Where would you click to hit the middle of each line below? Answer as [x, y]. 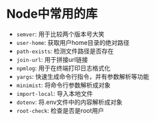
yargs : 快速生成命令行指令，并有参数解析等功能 [83, 76]
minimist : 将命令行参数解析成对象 [63, 85]
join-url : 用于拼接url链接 [52, 59]
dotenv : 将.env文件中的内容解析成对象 [69, 102]
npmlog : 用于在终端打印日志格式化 [63, 68]
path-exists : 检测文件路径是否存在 [65, 51]
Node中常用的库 [52, 14]
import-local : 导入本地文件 [54, 93]
